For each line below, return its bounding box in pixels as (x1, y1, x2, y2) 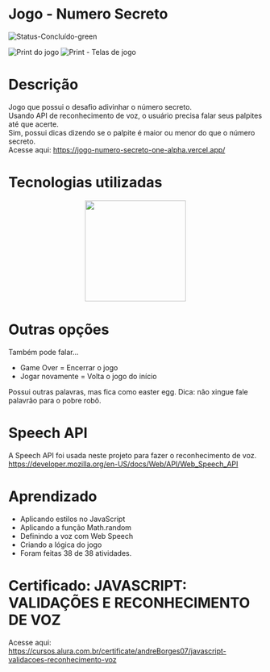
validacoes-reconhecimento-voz (8, 654, 117, 664)
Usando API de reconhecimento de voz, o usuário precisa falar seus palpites (8, 111, 263, 120)
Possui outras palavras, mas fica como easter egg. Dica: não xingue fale (8, 386, 248, 396)
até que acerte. (8, 119, 59, 129)
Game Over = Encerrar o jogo (19, 362, 118, 372)
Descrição (8, 76, 79, 94)
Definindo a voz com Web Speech (19, 531, 134, 541)
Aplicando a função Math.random (19, 522, 131, 532)
